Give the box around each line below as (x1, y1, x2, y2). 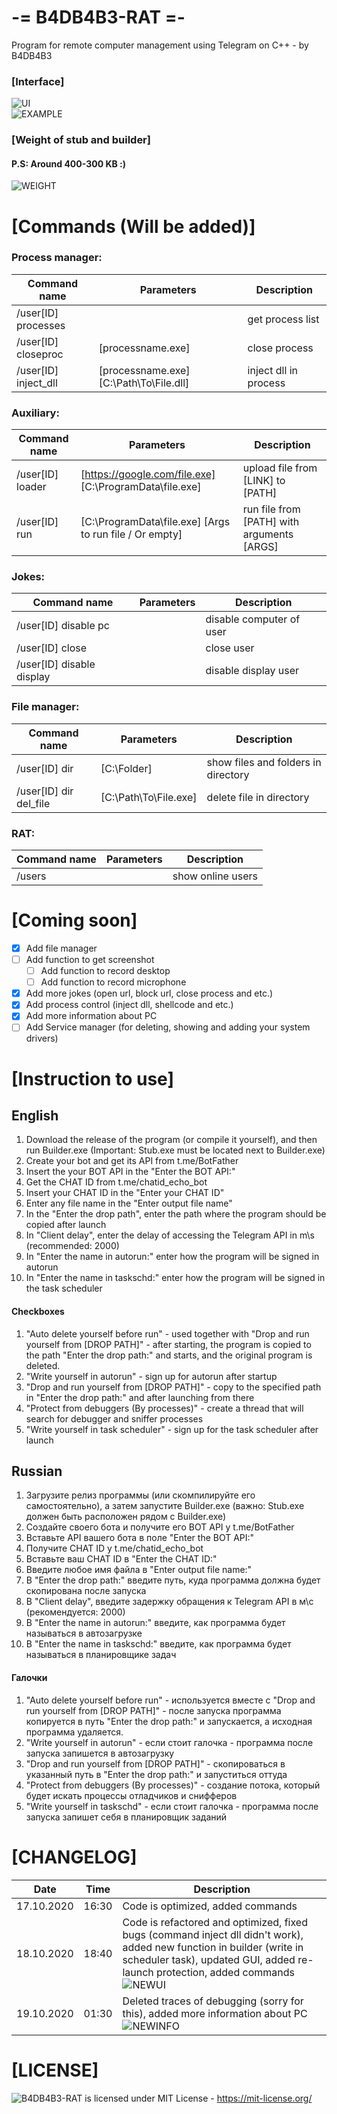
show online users (172, 869, 258, 883)
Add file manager (25, 942, 98, 954)
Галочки (11, 1672, 48, 1684)
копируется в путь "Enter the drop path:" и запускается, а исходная (25, 1715, 313, 1727)
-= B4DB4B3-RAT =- (11, 6, 186, 29)
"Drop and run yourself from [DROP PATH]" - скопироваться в (25, 1757, 286, 1770)
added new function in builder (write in (122, 1940, 304, 1954)
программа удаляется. (25, 1726, 124, 1738)
